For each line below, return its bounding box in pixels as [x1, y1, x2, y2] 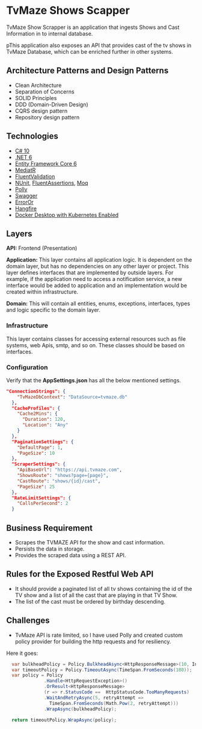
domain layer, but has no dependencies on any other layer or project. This [6, 263, 189, 270]
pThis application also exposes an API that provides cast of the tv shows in [6, 42, 192, 49]
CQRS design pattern [14, 107, 68, 115]
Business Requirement [6, 523, 93, 533]
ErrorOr [14, 198, 34, 206]
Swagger [14, 192, 38, 199]
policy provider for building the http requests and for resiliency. [14, 637, 171, 645]
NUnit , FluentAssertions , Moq [14, 179, 88, 186]
